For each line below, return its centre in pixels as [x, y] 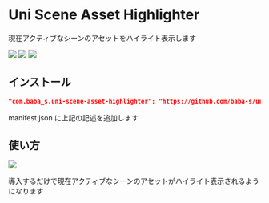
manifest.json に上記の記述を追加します [74, 117]
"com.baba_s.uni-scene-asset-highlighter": [82, 101]
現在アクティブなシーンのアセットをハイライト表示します [102, 38]
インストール [40, 82]
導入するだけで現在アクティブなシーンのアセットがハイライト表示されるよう [134, 181]
